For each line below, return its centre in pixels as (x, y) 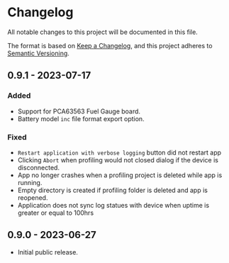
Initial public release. (48, 252)
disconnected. (39, 167)
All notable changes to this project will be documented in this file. (103, 32)
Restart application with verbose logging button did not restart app (119, 152)
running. (30, 182)
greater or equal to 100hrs (56, 213)
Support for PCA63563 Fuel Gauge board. (79, 111)
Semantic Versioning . (38, 53)
